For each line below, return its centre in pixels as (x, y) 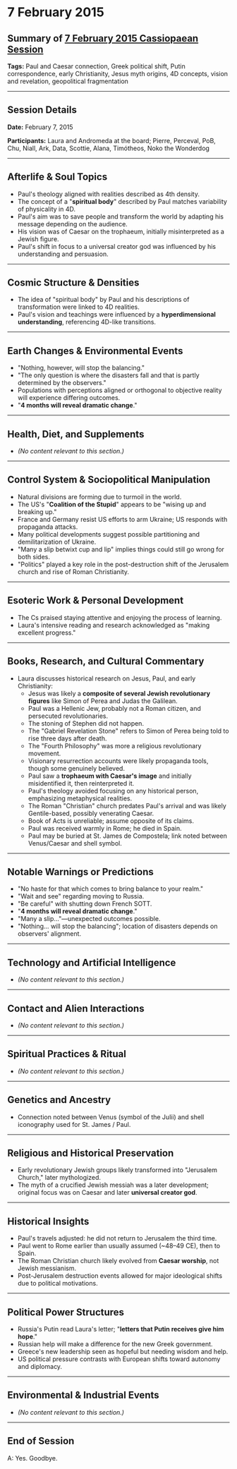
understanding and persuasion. (63, 254)
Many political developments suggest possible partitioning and (108, 534)
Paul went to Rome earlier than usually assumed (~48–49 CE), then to (119, 1246)
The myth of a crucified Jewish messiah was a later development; (113, 1185)
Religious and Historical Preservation (91, 1153)
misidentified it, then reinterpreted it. (81, 783)
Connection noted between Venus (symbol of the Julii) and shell (111, 1117)
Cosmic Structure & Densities (73, 283)
